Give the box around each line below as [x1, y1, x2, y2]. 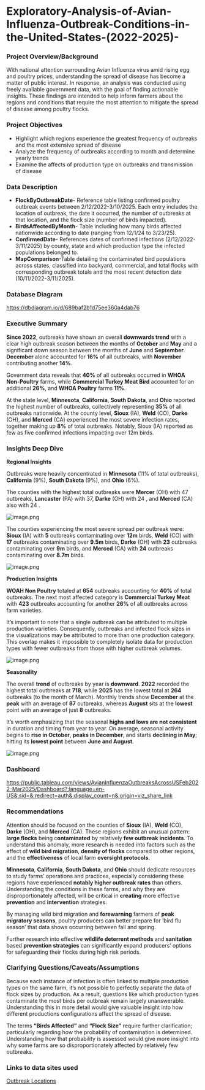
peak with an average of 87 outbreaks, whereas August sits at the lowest [6, 700, 193, 707]
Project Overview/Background [6, 52, 99, 61]
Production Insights [6, 575, 58, 582]
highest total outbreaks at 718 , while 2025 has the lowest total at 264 [6, 686, 182, 694]
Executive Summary [6, 319, 68, 328]
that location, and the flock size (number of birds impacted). [15, 216, 167, 223]
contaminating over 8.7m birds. [6, 551, 86, 559]
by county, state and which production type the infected [43, 242, 185, 250]
